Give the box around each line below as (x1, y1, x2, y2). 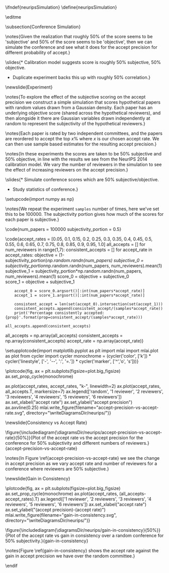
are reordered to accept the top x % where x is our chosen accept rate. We (5, 136, 159, 141)
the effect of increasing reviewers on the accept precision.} (5, 167, 128, 173)
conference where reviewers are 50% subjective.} (5, 466, 109, 472)
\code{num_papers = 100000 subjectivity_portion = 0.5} (5, 226, 122, 232)
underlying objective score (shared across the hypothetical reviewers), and (5, 110, 161, 116)
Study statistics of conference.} (12, 186, 78, 192)
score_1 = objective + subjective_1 (5, 279, 75, 285)
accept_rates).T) (5, 496, 39, 502)
